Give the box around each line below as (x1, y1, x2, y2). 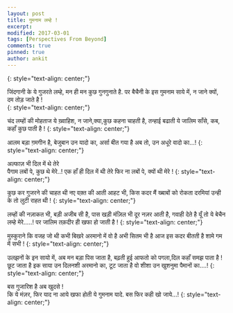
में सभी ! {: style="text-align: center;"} (7, 240, 110, 248)
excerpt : (7, 23, 33, 30)
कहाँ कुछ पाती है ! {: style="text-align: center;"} (7, 124, 130, 132)
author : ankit (7, 55, 49, 62)
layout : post (7, 10, 45, 17)
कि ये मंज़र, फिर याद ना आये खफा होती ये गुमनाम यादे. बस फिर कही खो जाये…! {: (7, 290, 186, 298)
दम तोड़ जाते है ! (7, 95, 43, 104)
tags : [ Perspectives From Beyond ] (7, 36, 107, 43)
